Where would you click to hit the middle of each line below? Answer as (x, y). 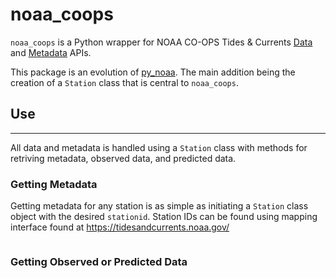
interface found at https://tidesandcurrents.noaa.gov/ (120, 227)
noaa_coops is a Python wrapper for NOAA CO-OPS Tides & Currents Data (161, 42)
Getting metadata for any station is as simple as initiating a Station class (159, 206)
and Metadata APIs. (51, 52)
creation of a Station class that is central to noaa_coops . (124, 82)
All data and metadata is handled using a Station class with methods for (159, 147)
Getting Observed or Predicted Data (99, 261)
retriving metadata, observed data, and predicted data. (123, 158)
